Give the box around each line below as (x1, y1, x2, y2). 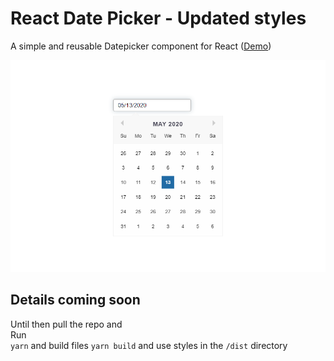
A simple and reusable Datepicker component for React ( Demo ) (10, 40, 272, 52)
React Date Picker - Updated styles (10, 7, 307, 30)
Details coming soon (10, 292, 141, 309)
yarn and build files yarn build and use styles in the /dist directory (10, 339, 288, 351)
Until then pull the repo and (10, 318, 123, 330)
